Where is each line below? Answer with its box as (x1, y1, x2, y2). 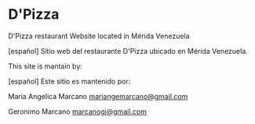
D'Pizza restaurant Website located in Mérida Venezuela (8, 31, 190, 41)
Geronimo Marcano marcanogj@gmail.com (8, 107, 147, 116)
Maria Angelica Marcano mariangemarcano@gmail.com (8, 91, 188, 101)
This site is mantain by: (8, 61, 82, 71)
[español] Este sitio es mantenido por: (8, 76, 131, 86)
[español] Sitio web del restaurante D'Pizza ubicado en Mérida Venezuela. (8, 46, 249, 55)
